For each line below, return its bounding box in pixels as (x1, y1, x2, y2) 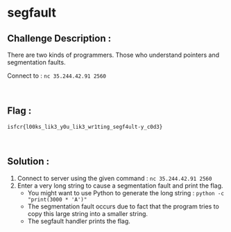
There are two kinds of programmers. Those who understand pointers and (7, 51, 220, 59)
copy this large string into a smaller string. (27, 209, 148, 217)
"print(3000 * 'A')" (27, 196, 87, 203)
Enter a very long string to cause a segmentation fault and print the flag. (17, 181, 223, 190)
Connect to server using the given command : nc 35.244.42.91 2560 (17, 174, 212, 182)
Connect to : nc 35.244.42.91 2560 (7, 71, 106, 80)
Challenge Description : (7, 33, 112, 44)
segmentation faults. (7, 58, 66, 66)
